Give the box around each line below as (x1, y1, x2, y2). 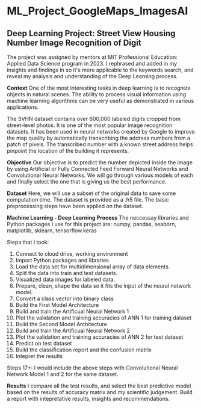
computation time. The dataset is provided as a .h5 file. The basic (7, 196, 169, 203)
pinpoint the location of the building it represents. (7, 147, 129, 154)
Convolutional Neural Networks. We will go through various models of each (7, 172, 193, 179)
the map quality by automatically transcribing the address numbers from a (7, 134, 191, 141)
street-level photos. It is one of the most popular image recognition (7, 122, 173, 129)
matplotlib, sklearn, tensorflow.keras (7, 227, 97, 234)
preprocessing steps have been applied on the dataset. (7, 203, 144, 209)
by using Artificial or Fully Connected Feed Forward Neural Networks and (7, 165, 188, 172)
